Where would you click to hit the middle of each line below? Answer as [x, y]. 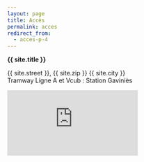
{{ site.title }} [27, 59]
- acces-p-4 [31, 40]
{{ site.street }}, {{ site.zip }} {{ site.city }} [66, 73]
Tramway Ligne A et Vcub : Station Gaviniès [70, 80]
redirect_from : [29, 33]
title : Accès [26, 20]
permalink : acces [32, 27]
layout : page [26, 14]
